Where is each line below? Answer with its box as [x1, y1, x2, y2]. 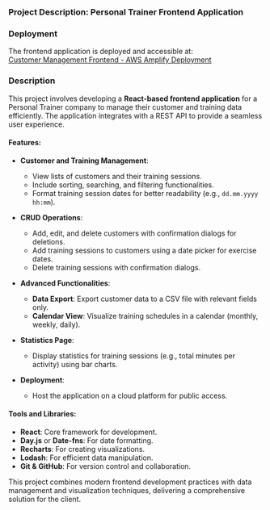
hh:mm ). [32, 197, 56, 207]
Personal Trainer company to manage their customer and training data [8, 102, 243, 111]
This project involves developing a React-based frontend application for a [8, 94, 258, 103]
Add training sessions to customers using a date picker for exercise [32, 245, 257, 255]
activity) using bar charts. [32, 359, 118, 369]
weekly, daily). [32, 320, 81, 329]
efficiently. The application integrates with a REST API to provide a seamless [8, 111, 263, 120]
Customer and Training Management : [19, 156, 149, 165]
